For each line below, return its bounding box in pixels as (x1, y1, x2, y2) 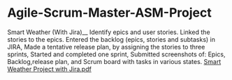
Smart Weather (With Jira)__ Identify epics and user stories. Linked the (7, 28, 211, 36)
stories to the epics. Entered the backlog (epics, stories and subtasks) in (7, 35, 215, 43)
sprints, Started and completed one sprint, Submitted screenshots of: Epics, (7, 50, 226, 58)
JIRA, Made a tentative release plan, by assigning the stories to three (7, 42, 205, 51)
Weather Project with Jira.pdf (7, 65, 92, 73)
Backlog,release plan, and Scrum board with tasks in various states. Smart (7, 57, 222, 65)
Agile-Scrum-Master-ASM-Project (7, 5, 212, 21)
